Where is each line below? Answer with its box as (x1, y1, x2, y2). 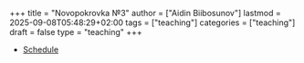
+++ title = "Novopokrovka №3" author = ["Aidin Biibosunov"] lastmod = (9, 8, 281, 18)
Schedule (22, 44, 59, 55)
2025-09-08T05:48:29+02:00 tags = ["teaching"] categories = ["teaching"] (9, 17, 296, 28)
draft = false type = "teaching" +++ (9, 27, 143, 37)
